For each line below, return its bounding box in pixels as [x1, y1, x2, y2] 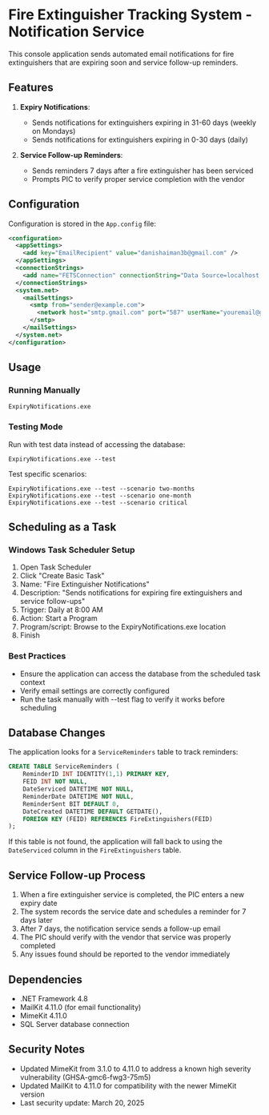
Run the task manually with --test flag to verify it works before [19, 694, 226, 704]
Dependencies [8, 972, 82, 986]
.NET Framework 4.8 [19, 993, 88, 1003]
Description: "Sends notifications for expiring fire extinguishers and [19, 588, 243, 598]
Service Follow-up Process [8, 868, 146, 882]
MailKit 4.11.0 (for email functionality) [19, 1002, 142, 1012]
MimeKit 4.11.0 [19, 1011, 68, 1020]
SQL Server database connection [19, 1019, 130, 1028]
